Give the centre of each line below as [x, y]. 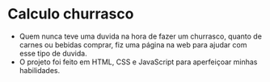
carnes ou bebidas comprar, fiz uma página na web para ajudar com [133, 44]
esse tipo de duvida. [53, 53]
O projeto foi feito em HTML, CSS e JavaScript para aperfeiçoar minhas [138, 62]
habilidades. [40, 70]
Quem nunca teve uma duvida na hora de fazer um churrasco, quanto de [140, 36]
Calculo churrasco [71, 14]
